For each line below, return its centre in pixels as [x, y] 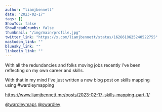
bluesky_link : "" [23, 46]
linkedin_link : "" [24, 51]
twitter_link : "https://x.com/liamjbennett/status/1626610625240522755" [81, 37]
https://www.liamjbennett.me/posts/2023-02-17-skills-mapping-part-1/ [77, 95]
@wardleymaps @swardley [33, 104]
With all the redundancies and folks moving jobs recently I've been [73, 65]
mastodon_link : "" [24, 42]
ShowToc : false [21, 23]
